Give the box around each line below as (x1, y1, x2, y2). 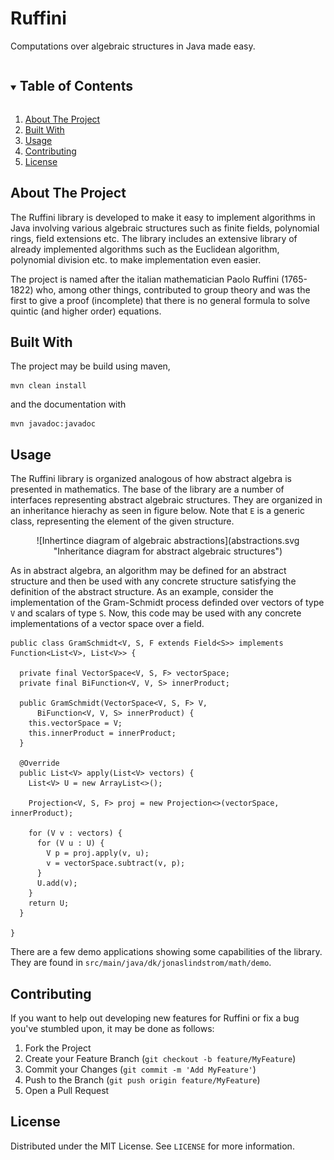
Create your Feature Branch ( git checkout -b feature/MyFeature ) (24, 1053, 297, 1064)
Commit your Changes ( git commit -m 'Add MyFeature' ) (24, 1063, 257, 1075)
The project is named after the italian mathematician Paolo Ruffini (10, 273, 280, 285)
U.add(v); (36, 878, 78, 889)
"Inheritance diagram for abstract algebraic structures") (53, 545, 283, 557)
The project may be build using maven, (10, 360, 171, 372)
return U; (28, 898, 70, 909)
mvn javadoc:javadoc (10, 419, 97, 429)
